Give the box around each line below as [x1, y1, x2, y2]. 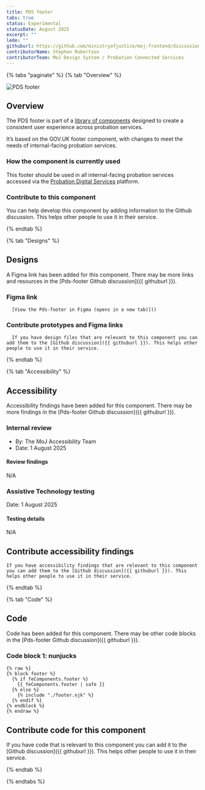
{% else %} [12, 687, 40, 693]
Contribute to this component [6, 193, 96, 201]
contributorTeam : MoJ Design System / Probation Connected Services [6, 54, 184, 61]
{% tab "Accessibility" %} [6, 368, 71, 375]
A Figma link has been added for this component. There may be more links [6, 270, 194, 278]
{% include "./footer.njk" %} [17, 692, 95, 698]
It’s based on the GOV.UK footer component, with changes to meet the [6, 135, 183, 143]
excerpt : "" [6, 32, 37, 38]
